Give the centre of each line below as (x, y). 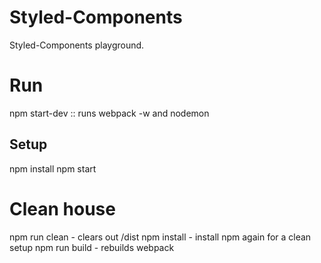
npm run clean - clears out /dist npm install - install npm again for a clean (160, 237)
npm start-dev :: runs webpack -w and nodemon (109, 113)
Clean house (62, 208)
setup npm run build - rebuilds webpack (92, 247)
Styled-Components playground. (77, 45)
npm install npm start (53, 168)
